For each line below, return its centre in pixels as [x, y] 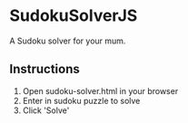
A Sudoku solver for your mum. [68, 41]
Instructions [45, 69]
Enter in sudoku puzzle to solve [81, 100]
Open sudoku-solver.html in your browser [100, 90]
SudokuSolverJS [74, 16]
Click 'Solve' [46, 110]
